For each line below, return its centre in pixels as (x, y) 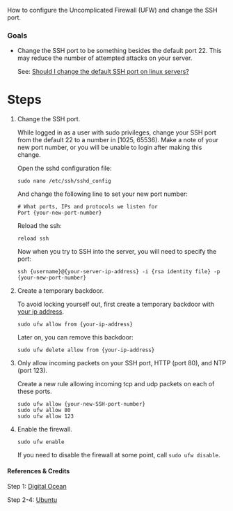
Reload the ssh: (40, 226)
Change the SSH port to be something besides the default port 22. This (119, 51)
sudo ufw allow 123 (46, 417)
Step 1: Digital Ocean (37, 487)
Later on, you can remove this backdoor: (75, 337)
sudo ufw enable (41, 442)
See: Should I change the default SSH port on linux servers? (103, 72)
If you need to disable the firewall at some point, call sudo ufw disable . (119, 455)
